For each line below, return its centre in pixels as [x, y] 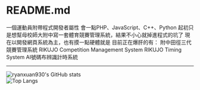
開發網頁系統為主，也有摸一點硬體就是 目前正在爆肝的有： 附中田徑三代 [104, 42]
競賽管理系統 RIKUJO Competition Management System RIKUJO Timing [94, 49]
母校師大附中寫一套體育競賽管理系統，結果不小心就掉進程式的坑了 [102, 35]
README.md [38, 10]
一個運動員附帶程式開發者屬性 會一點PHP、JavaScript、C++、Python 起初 [97, 27]
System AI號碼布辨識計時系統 [42, 57]
